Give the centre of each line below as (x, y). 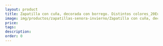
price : (12, 23)
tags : (10, 27)
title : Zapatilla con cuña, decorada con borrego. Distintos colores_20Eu (82, 14)
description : (18, 32)
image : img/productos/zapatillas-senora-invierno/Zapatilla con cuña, (78, 18)
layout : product (21, 9)
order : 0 (14, 36)
